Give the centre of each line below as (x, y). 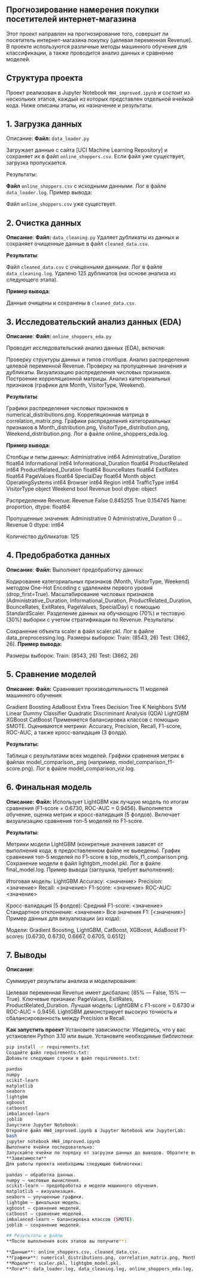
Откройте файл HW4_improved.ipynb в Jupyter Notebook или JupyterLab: (96, 1130)
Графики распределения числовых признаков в (67, 408)
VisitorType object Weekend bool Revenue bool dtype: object (82, 489)
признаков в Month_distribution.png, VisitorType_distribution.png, (88, 428)
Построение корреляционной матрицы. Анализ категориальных (88, 379)
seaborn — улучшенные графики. (45, 1197)
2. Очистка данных (44, 223)
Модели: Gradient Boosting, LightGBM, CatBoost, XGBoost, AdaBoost (92, 930)
